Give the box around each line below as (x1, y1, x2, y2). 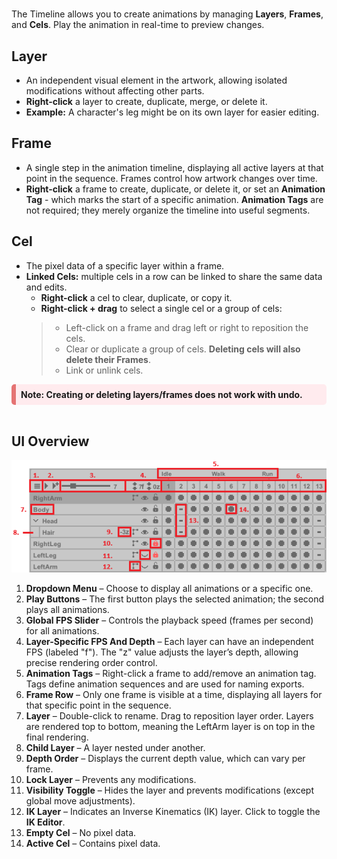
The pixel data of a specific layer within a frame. (25, 259, 225, 272)
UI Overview (11, 433, 90, 450)
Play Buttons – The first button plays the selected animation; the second (25, 593, 325, 605)
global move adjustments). (25, 795, 136, 807)
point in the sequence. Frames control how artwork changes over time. (25, 172, 318, 184)
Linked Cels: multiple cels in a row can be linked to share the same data (25, 270, 323, 282)
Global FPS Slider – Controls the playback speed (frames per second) (25, 614, 314, 627)
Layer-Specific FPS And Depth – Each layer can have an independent (25, 636, 314, 648)
